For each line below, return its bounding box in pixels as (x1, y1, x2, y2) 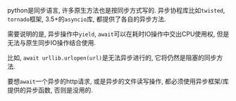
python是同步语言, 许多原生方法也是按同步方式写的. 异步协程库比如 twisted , (7, 6, 225, 14)
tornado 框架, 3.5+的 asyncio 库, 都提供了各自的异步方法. (7, 15, 166, 23)
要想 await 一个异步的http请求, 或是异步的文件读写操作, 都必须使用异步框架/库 (7, 77, 229, 86)
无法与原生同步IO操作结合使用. (7, 39, 97, 47)
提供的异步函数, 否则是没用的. (7, 86, 94, 94)
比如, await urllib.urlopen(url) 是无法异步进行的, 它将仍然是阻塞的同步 (7, 53, 217, 62)
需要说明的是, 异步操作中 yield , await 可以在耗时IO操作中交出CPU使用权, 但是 (7, 30, 230, 38)
